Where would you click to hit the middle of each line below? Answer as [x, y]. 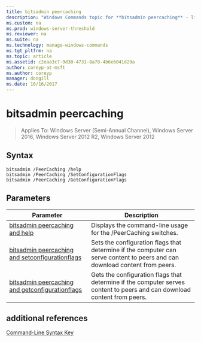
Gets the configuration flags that [136, 274]
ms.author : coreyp [29, 73]
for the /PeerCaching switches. [134, 232]
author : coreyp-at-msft [36, 67]
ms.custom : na [24, 23]
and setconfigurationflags [45, 257]
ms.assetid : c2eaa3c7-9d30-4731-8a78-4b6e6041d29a [71, 62]
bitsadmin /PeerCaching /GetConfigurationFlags [67, 180]
